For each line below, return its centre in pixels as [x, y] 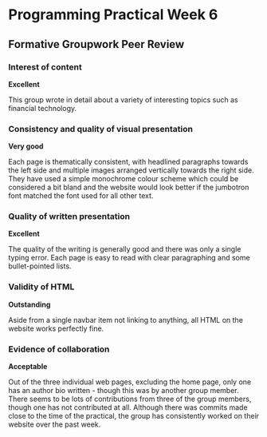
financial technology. [43, 108]
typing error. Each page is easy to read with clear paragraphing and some [129, 258]
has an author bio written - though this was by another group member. [124, 391]
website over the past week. [55, 424]
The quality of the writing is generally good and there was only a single [125, 249]
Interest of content [45, 67]
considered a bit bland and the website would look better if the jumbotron [129, 187]
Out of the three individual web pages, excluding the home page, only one [130, 382]
